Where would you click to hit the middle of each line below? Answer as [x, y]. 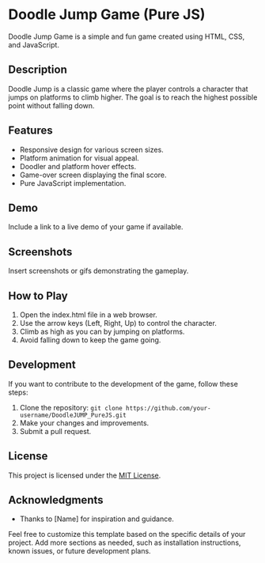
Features [30, 131]
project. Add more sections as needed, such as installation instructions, [125, 542]
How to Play [38, 295]
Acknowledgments [56, 500]
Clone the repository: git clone [71, 407]
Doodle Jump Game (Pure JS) [107, 15]
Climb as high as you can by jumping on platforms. [102, 331]
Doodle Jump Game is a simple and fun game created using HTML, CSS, [127, 36]
